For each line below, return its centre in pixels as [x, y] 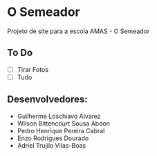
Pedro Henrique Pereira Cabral [61, 130]
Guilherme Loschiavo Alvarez [59, 116]
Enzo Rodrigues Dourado [53, 138]
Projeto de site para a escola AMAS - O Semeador [78, 31]
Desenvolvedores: [47, 100]
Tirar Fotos [33, 69]
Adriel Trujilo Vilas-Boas [52, 145]
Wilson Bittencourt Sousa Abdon [64, 123]
